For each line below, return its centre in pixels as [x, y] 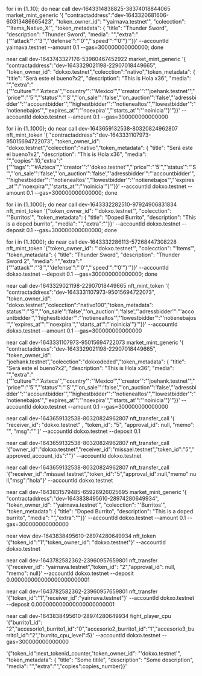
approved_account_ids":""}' [41, 456]
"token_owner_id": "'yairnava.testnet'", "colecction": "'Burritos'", [86, 505]
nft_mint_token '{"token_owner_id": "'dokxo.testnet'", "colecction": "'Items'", [101, 248]
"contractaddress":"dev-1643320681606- [117, 15]
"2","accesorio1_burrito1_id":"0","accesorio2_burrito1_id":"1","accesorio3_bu [100, 629]
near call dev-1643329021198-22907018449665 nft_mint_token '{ [88, 286]
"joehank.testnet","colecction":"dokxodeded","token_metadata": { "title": [96, 362]
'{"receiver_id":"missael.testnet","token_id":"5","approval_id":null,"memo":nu [101, 474]
